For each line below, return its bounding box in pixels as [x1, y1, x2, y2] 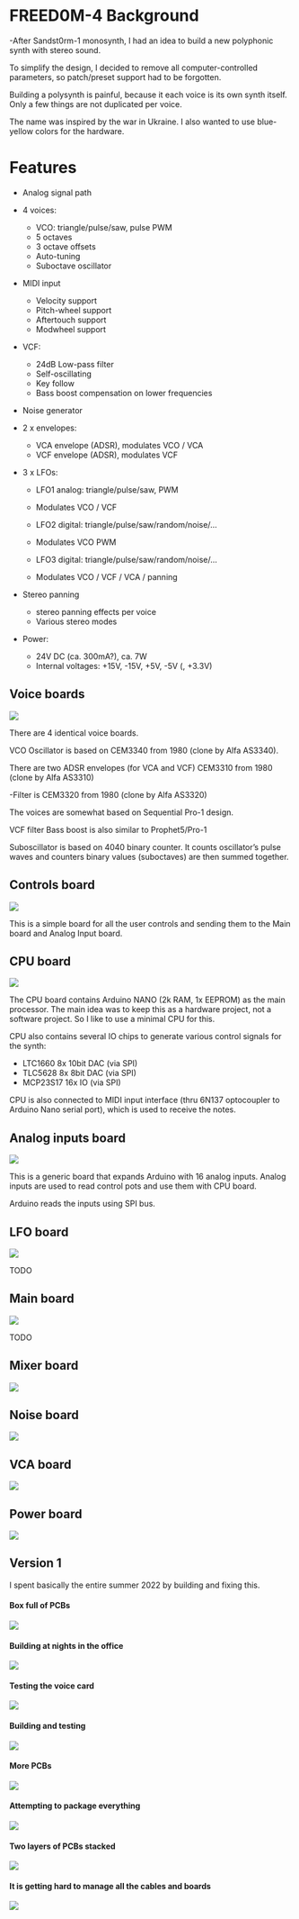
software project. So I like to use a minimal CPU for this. [9, 1014, 215, 1025]
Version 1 [9, 1555, 62, 1571]
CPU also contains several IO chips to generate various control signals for [9, 1031, 282, 1042]
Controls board [9, 877, 96, 892]
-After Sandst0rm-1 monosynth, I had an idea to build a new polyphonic [9, 35, 274, 46]
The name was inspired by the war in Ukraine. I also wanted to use [9, 116, 256, 127]
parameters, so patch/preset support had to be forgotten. [9, 71, 222, 82]
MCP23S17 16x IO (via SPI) [22, 1077, 121, 1088]
